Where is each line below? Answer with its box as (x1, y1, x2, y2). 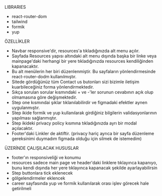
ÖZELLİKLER (4, 38, 30, 44)
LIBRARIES (4, 4, 26, 10)
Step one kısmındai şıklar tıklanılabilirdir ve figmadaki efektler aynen (11, 100, 148, 105)
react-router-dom (11, 14, 47, 19)
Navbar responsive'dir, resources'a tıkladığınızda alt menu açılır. (11, 48, 140, 53)
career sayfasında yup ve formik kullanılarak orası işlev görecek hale (11, 180, 149, 186)
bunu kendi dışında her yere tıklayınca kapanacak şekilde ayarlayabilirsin (11, 165, 158, 171)
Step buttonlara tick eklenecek (11, 170, 73, 176)
